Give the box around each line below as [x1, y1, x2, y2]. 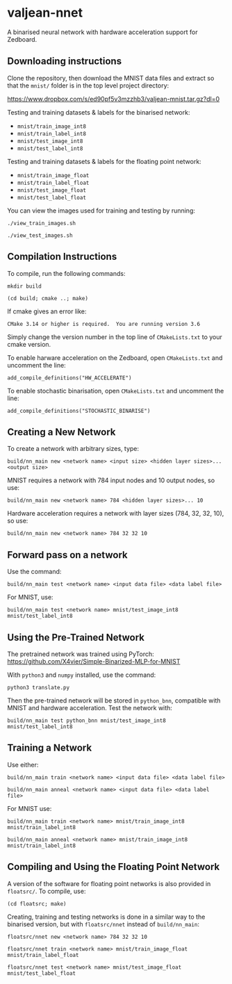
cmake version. [7, 340, 51, 348]
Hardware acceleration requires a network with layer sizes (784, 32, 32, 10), [7, 509, 224, 518]
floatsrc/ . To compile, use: [7, 887, 86, 895]
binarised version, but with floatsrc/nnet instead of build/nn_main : [7, 919, 200, 928]
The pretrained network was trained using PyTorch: [7, 650, 154, 658]
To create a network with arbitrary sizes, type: [7, 445, 140, 453]
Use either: [7, 760, 39, 769]
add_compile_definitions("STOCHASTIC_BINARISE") [7, 407, 151, 414]
